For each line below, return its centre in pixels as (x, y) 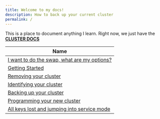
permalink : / (19, 19)
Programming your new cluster (44, 101)
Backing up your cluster (36, 93)
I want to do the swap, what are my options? (60, 60)
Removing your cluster (34, 76)
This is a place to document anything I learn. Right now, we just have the (80, 34)
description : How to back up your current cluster (59, 15)
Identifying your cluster (35, 85)
